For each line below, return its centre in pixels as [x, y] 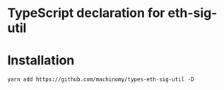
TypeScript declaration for [86, 13]
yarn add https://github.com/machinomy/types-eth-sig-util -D [101, 79]
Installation [41, 61]
